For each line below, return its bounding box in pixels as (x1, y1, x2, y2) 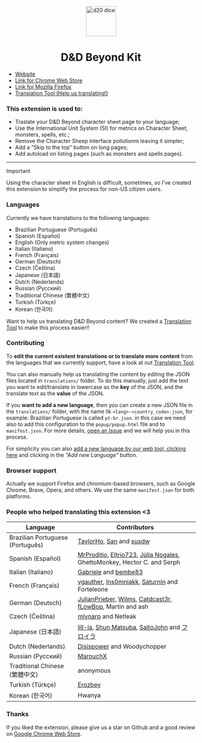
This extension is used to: (6, 105, 83, 113)
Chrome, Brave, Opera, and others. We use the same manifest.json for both (6, 486, 195, 494)
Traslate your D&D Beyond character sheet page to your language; (14, 118, 180, 126)
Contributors (116, 523, 155, 531)
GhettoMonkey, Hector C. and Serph (77, 558, 180, 567)
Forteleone (77, 586, 108, 594)
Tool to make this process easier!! (6, 324, 90, 331)
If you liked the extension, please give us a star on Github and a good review (6, 724, 195, 731)
